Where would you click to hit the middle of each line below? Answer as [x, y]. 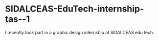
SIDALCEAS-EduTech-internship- [75, 9]
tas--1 [18, 19]
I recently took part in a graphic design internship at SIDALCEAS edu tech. [79, 32]
